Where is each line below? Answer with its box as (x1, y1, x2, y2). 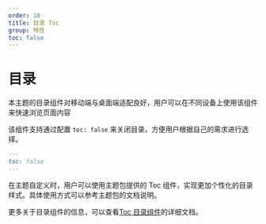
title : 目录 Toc (8, 19, 59, 27)
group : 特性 (8, 26, 45, 34)
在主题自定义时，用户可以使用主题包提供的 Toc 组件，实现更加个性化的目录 (8, 180, 253, 190)
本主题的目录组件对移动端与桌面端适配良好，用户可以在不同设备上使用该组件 (8, 98, 258, 108)
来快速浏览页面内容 (8, 108, 71, 117)
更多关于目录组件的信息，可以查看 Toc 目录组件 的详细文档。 (8, 207, 203, 216)
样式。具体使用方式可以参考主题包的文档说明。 (8, 190, 161, 199)
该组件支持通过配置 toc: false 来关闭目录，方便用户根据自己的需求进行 (8, 124, 242, 135)
